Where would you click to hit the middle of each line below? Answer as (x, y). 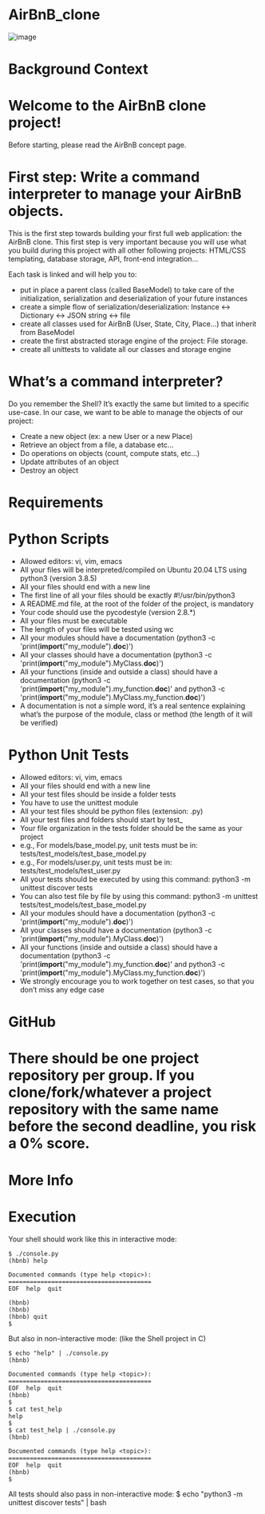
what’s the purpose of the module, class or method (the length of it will (136, 714)
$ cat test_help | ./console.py (62, 1430)
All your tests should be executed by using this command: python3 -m (135, 879)
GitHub (32, 1022)
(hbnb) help (28, 1260)
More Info (41, 1180)
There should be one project (104, 1059)
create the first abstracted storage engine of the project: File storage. (134, 341)
